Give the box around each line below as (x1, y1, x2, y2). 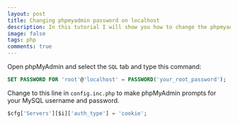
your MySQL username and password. (7, 96, 120, 104)
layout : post (7, 10, 46, 18)
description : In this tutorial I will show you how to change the (7, 23, 208, 30)
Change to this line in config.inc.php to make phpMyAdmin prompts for (7, 89, 217, 97)
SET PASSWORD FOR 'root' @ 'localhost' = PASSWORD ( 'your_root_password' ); (7, 76, 227, 83)
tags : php (7, 37, 37, 44)
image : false (7, 30, 46, 37)
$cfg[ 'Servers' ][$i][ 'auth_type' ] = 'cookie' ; (7, 110, 147, 117)
